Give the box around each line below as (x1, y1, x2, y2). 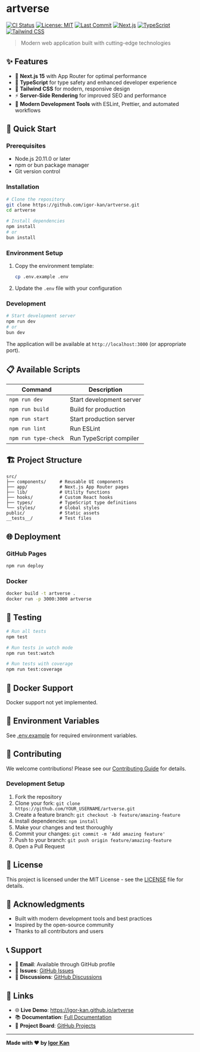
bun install (6, 235, 36, 241)
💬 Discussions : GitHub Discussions (14, 973, 102, 981)
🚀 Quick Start (6, 124, 57, 134)
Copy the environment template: (14, 263, 94, 270)
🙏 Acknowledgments (6, 900, 85, 910)
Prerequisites (6, 142, 46, 150)
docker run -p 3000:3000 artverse (6, 596, 92, 603)
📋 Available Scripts (6, 365, 80, 375)
